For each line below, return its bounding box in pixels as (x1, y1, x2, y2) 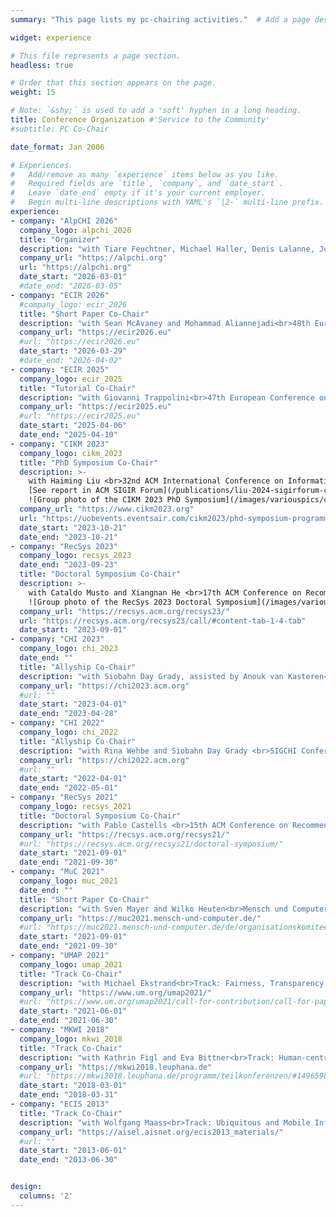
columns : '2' (19, 1191, 74, 1201)
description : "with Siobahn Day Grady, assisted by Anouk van (19, 671, 284, 681)
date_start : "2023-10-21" (19, 522, 128, 533)
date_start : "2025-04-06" (19, 421, 128, 431)
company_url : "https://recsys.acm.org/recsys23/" (19, 606, 230, 616)
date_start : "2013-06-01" (19, 1146, 128, 1156)
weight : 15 (10, 87, 56, 98)
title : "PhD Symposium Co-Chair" (19, 457, 159, 468)
